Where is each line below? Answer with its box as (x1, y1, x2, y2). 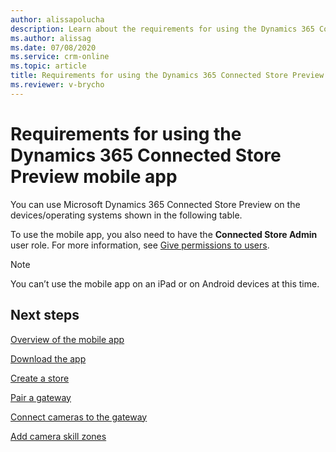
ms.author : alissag (10, 33, 92, 43)
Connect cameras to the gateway (10, 411, 148, 423)
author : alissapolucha (10, 14, 105, 25)
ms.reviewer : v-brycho (10, 80, 105, 90)
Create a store (10, 372, 70, 384)
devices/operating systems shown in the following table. (10, 209, 243, 221)
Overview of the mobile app (10, 333, 125, 345)
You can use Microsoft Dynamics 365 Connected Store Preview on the (10, 198, 301, 210)
